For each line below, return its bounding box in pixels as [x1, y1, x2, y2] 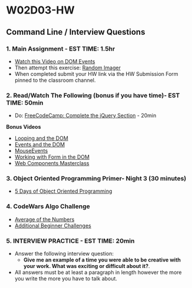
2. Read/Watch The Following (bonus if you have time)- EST [6, 91, 180, 99]
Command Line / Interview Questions [6, 27, 145, 37]
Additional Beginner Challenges [14, 222, 91, 229]
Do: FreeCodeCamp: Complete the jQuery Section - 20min [14, 112, 157, 119]
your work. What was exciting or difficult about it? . [23, 263, 150, 270]
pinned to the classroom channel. [14, 76, 96, 83]
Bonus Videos [6, 123, 41, 130]
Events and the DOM [14, 141, 65, 148]
